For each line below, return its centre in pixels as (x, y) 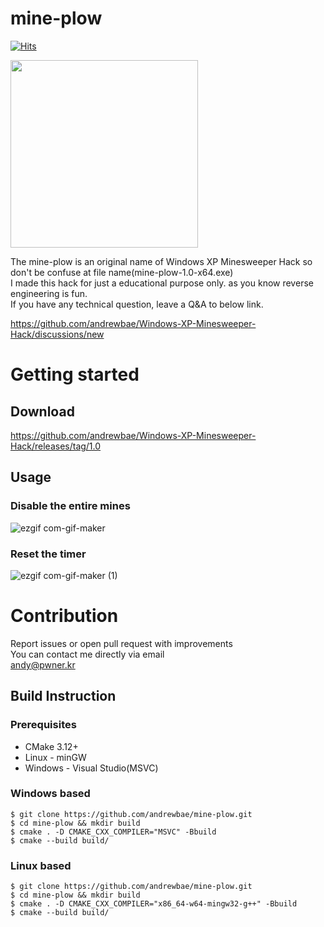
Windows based (50, 794)
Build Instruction (63, 696)
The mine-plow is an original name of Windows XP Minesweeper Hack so (161, 261)
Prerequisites (43, 725)
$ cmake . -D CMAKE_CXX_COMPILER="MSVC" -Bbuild (113, 832)
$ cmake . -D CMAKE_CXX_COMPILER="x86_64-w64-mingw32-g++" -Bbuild (154, 904)
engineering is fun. (49, 293)
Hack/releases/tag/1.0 (56, 446)
